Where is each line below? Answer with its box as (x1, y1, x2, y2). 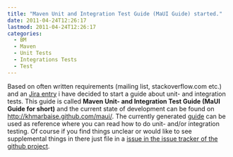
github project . (7, 142, 50, 150)
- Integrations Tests (13, 56, 78, 63)
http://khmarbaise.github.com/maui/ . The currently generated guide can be (7, 112, 226, 120)
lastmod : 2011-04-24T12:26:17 (7, 23, 97, 30)
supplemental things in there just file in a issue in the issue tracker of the (7, 134, 218, 143)
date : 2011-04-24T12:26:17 (7, 17, 87, 24)
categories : (7, 30, 42, 37)
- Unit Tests (13, 50, 52, 57)
